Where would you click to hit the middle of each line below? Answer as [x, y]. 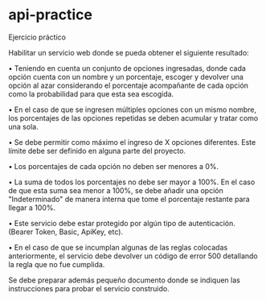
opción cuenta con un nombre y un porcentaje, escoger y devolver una [126, 76]
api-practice [50, 15]
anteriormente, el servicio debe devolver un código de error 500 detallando [133, 256]
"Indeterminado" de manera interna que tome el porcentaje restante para [129, 199]
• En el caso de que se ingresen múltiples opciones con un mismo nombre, [133, 109]
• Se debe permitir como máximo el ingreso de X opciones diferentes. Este [132, 142]
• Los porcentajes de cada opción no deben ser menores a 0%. [114, 166]
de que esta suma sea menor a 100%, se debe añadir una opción [116, 190]
